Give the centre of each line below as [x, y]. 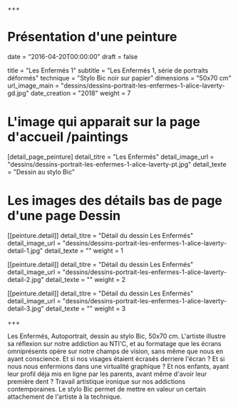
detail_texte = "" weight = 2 [86, 279]
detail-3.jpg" [26, 308]
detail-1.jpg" [25, 251]
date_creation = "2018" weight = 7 [81, 93]
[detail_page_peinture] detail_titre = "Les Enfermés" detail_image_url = [111, 157]
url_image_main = [33, 85]
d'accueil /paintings [68, 137]
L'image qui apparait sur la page [104, 122]
